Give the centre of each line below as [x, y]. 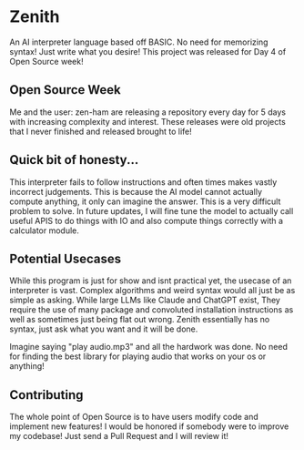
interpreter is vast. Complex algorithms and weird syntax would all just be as [152, 291]
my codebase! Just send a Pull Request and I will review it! [119, 436]
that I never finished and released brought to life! [101, 131]
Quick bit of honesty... [74, 160]
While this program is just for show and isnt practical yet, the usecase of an [151, 281]
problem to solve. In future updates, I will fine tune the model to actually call [152, 210]
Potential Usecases [66, 258]
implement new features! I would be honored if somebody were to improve [149, 426]
